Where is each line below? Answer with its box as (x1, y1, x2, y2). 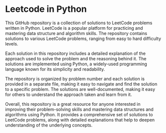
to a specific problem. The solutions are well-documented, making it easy (5, 86, 155, 92)
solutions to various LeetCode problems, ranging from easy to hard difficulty (5, 36, 162, 42)
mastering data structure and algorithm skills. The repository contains (5, 30, 148, 36)
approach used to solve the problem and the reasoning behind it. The (5, 55, 147, 61)
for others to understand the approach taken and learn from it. (5, 91, 132, 97)
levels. (5, 41, 18, 46)
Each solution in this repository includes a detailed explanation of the (5, 50, 146, 56)
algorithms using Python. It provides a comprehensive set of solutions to (5, 111, 153, 117)
